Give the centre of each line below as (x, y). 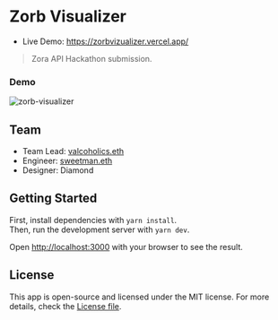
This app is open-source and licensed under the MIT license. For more (139, 297)
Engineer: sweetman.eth (67, 161)
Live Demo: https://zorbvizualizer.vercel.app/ (105, 41)
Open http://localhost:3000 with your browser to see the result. (126, 246)
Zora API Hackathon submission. (91, 58)
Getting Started (53, 199)
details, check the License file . (65, 306)
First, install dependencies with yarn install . (93, 220)
